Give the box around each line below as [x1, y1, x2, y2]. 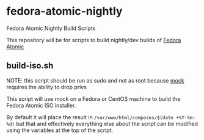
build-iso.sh [6, 61, 54, 71]
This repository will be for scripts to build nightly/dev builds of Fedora [6, 36, 181, 43]
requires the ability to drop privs [6, 83, 87, 90]
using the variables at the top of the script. [6, 127, 114, 134]
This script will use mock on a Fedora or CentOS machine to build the [6, 95, 181, 102]
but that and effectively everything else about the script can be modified [16, 120, 199, 127]
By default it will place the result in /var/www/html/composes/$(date [6, 113, 174, 120]
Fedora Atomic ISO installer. [6, 101, 76, 109]
